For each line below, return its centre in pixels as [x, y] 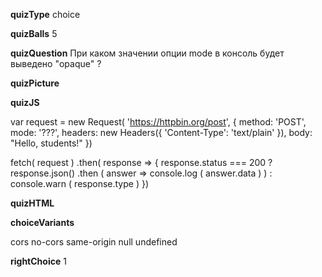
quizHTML [32, 203]
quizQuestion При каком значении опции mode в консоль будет [147, 53]
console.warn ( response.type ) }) [80, 183]
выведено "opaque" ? [56, 63]
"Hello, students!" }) [51, 143]
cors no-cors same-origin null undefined [94, 242]
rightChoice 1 [38, 261]
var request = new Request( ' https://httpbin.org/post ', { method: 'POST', [158, 122]
